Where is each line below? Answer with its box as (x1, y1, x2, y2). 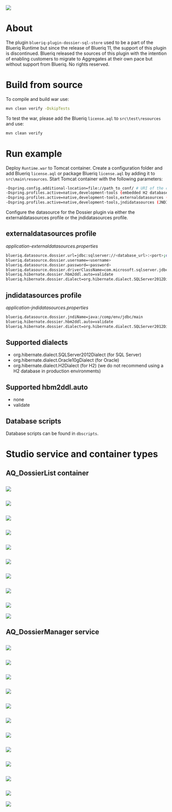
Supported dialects (6, 338, 68, 347)
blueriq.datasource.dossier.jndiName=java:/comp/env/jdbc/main (6, 314, 143, 320)
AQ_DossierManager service (6, 628, 100, 636)
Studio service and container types (6, 448, 158, 460)
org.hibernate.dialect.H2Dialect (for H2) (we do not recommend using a (13, 363, 164, 369)
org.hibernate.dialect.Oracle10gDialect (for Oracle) (13, 357, 119, 363)
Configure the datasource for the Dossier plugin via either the (6, 209, 135, 215)
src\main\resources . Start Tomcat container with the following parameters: (6, 176, 163, 182)
